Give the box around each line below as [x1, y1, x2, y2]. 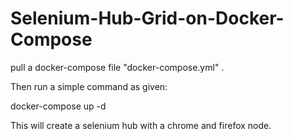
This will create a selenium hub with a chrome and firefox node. [10, 119, 272, 131]
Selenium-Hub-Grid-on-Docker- [10, 7, 285, 30]
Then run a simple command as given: [10, 80, 168, 92]
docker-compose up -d [10, 100, 107, 112]
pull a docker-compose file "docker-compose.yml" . [10, 61, 225, 73]
